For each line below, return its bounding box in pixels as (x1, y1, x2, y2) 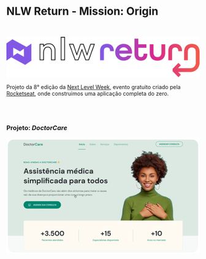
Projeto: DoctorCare (6, 123, 67, 132)
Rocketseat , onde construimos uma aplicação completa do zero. (6, 90, 169, 97)
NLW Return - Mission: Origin (6, 4, 159, 18)
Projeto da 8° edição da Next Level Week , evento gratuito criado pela (6, 83, 181, 90)
